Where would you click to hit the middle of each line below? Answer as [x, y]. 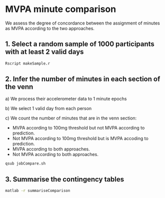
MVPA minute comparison [61, 9]
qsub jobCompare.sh [25, 163]
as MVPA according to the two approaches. [50, 28]
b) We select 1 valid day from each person [48, 108]
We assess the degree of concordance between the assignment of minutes [82, 23]
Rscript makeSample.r [28, 63]
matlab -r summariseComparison [38, 191]
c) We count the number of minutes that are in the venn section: [71, 118]
